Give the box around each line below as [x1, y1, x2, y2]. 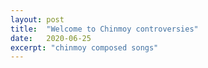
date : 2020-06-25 [10, 33, 92, 43]
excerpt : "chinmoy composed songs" [10, 42, 159, 53]
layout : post [10, 14, 65, 25]
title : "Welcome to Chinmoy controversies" [10, 24, 199, 34]
